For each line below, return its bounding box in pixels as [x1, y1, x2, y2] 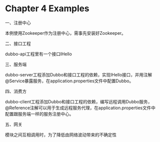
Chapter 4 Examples [5, 3, 90, 14]
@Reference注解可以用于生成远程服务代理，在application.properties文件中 [5, 105, 156, 111]
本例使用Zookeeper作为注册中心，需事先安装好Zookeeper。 [5, 30, 126, 36]
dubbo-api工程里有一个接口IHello [5, 51, 72, 57]
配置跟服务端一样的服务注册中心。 [5, 111, 74, 117]
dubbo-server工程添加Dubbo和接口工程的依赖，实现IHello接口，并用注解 [5, 71, 153, 77]
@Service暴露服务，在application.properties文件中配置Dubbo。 [5, 78, 134, 84]
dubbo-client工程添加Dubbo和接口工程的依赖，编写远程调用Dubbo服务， [5, 98, 153, 104]
